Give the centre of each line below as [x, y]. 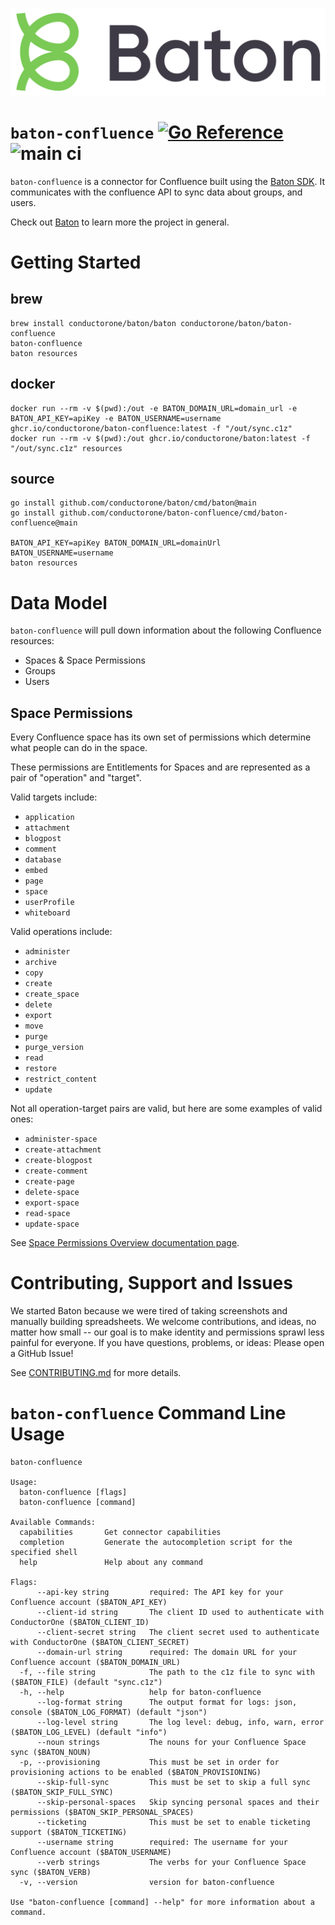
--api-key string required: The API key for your [160, 1592]
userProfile [49, 903]
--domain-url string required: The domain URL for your [167, 1652]
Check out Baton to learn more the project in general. [120, 222]
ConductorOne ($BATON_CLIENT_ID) [80, 1622]
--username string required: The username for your [162, 1842]
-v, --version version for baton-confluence [147, 1882]
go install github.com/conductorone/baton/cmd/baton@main [133, 503]
